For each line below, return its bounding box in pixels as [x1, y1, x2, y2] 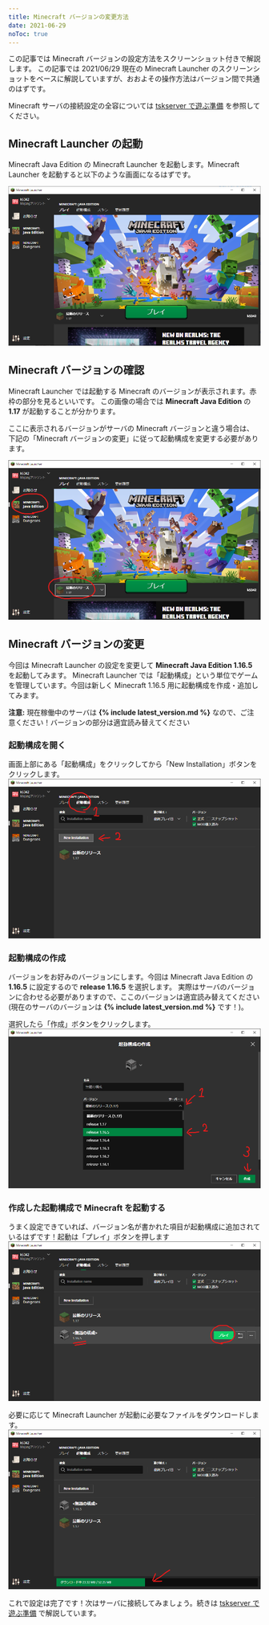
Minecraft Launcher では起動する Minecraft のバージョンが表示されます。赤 [8, 386, 257, 396]
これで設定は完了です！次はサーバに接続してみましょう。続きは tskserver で [8, 1599, 260, 1608]
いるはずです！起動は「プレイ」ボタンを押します [8, 1232, 170, 1242]
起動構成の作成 [8, 952, 66, 963]
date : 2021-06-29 [8, 21, 66, 30]
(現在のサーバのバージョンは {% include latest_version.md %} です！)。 [8, 1002, 248, 1012]
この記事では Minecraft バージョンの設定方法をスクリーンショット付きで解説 [8, 54, 261, 63]
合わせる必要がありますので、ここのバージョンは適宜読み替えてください [22, 992, 260, 1002]
